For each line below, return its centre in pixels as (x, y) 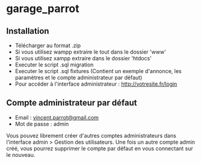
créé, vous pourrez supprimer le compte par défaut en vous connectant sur (100, 148)
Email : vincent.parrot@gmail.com (57, 117)
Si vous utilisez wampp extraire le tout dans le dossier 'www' (91, 52)
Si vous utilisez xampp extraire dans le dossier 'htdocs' (83, 58)
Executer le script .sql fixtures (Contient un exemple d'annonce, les (98, 71)
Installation (28, 31)
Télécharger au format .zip (48, 45)
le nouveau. (21, 155)
